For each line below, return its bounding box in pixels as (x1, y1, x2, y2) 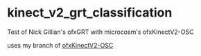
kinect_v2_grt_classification (7, 5, 173, 21)
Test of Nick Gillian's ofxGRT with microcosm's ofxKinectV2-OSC (7, 28, 194, 36)
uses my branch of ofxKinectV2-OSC (7, 41, 114, 49)
